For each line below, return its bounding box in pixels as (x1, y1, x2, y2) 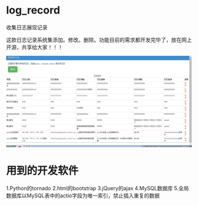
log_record (6, 4, 61, 17)
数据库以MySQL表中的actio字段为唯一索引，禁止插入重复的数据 (6, 192, 160, 199)
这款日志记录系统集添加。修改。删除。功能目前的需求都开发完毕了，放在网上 (6, 36, 192, 43)
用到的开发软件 (6, 164, 79, 177)
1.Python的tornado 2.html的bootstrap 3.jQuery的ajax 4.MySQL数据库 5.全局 (6, 184, 189, 191)
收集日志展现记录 (6, 24, 48, 31)
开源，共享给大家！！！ (6, 44, 63, 51)
